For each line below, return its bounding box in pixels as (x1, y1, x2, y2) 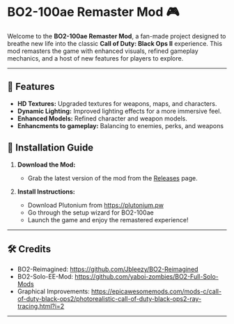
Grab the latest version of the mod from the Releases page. (27, 173, 198, 182)
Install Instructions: (17, 187, 75, 196)
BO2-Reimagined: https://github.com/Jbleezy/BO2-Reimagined (17, 265, 198, 274)
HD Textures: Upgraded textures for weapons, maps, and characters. (17, 99, 217, 107)
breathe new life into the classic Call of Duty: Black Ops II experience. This (7, 39, 223, 47)
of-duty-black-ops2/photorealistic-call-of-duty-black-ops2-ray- (17, 295, 202, 303)
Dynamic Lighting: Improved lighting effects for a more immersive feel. (17, 107, 221, 115)
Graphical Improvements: (17, 287, 91, 295)
